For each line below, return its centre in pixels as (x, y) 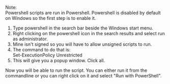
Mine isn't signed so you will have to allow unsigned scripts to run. (82, 44)
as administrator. (30, 39)
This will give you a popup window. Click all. (59, 60)
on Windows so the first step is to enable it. (51, 18)
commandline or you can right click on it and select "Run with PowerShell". (83, 76)
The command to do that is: (41, 50)
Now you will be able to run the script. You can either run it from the (76, 70)
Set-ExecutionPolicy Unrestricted (47, 55)
